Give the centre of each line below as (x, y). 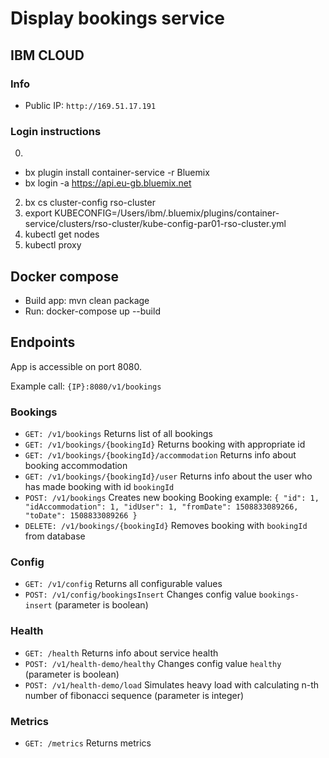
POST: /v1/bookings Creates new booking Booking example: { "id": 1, (172, 498)
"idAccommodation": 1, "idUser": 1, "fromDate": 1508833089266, (161, 507)
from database (55, 536)
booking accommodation (76, 466)
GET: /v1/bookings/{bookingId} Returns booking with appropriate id (165, 444)
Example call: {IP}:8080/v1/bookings (86, 386)
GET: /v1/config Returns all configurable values (123, 584)
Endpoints (43, 342)
